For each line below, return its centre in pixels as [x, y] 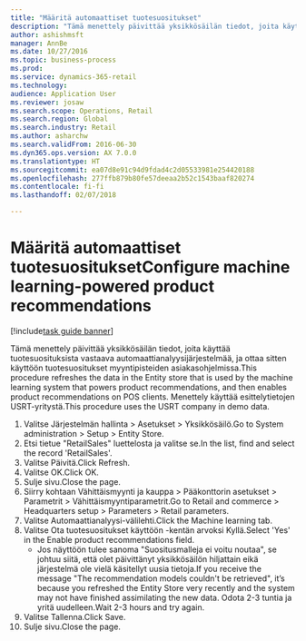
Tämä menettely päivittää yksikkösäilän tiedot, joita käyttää [120, 348]
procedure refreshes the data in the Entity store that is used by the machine [152, 377]
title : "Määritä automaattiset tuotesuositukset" [106, 18]
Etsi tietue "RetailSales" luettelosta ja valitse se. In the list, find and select [159, 443]
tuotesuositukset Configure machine [150, 267]
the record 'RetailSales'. [68, 453]
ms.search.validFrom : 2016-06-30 [74, 144]
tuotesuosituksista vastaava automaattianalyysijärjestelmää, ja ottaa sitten [148, 358]
